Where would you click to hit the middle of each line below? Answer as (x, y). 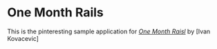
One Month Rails (55, 13)
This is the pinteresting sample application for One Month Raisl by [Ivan (109, 31)
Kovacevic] (23, 38)
